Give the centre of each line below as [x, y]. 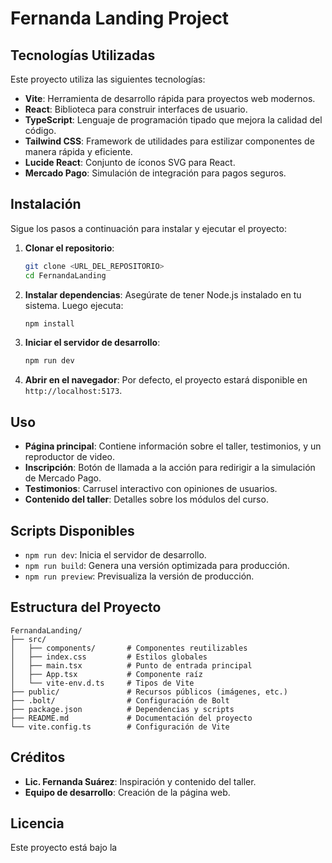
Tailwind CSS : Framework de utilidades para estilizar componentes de [169, 141]
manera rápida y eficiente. [78, 151]
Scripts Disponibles [72, 530]
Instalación [46, 204]
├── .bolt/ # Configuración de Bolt [120, 700]
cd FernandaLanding [65, 275]
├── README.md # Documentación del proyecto [131, 718]
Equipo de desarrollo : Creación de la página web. [127, 792]
